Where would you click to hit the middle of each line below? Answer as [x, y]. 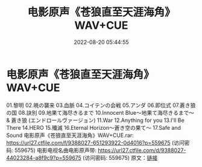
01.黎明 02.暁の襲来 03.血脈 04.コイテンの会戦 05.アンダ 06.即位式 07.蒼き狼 [101, 105]
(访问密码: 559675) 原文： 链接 [120, 157]
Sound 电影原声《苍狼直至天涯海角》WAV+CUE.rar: [70, 135]
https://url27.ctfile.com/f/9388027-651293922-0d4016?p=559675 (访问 [96, 142]
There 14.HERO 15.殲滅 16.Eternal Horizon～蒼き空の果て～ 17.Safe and [93, 127]
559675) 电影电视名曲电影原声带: [55, 150]
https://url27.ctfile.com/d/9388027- [142, 150]
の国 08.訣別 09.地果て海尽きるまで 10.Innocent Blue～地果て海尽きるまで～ [100, 112]
